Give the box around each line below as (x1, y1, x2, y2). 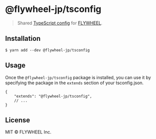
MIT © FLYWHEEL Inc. (5, 129, 52, 135)
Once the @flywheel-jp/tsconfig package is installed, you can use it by (5, 74, 152, 80)
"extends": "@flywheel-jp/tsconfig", (14, 94, 92, 99)
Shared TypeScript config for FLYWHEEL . (17, 20, 103, 26)
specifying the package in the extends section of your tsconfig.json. (5, 80, 144, 86)
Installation (5, 34, 41, 43)
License (5, 116, 30, 124)
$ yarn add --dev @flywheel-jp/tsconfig (5, 47, 90, 53)
